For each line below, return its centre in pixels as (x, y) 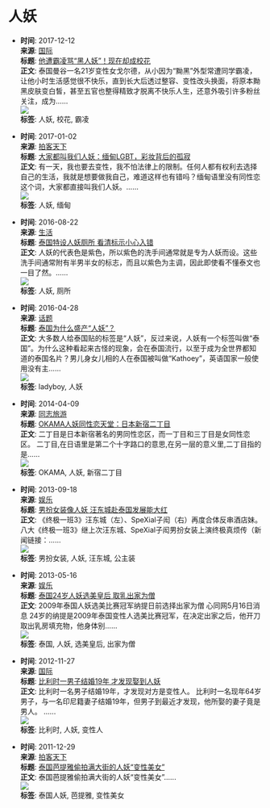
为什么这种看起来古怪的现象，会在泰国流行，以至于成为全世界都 (143, 348)
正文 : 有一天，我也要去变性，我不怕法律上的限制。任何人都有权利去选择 (139, 166)
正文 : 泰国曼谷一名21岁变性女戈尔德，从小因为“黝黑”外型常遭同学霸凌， (138, 70)
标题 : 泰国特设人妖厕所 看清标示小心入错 (87, 242)
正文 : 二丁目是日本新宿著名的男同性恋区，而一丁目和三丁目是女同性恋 (135, 433)
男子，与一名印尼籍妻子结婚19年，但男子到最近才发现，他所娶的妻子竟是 (140, 701)
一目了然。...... (44, 272)
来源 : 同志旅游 (43, 413)
